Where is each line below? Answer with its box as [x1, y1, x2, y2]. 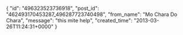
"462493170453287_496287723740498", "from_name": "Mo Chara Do [6, 11, 178, 18]
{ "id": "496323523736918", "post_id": [6, 5, 99, 11]
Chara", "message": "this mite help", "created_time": [6, 17, 133, 24]
